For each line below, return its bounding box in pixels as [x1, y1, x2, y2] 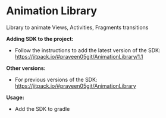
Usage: [6, 94, 25, 101]
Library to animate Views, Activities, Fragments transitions [6, 24, 149, 31]
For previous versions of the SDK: [14, 76, 98, 83]
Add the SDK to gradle [14, 105, 70, 112]
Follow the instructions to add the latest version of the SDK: [14, 46, 161, 54]
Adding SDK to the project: [6, 35, 74, 42]
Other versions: [6, 64, 46, 72]
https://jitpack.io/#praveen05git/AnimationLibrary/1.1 [14, 53, 143, 60]
